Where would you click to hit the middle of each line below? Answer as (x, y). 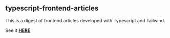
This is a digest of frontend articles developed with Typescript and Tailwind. (85, 20)
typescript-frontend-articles (52, 8)
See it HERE (18, 30)
